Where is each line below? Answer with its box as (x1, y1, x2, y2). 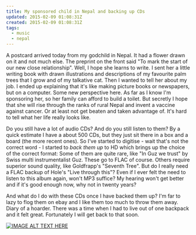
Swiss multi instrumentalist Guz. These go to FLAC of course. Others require (6, 156, 190, 163)
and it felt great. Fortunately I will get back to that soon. (6, 211, 139, 218)
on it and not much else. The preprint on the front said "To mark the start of (6, 58, 188, 65)
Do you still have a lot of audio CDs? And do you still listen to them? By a (6, 125, 180, 132)
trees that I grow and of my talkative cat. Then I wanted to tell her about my (6, 77, 187, 84)
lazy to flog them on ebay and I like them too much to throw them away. (6, 199, 178, 205)
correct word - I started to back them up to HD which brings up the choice (6, 144, 185, 151)
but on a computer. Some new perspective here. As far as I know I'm (6, 89, 171, 96)
